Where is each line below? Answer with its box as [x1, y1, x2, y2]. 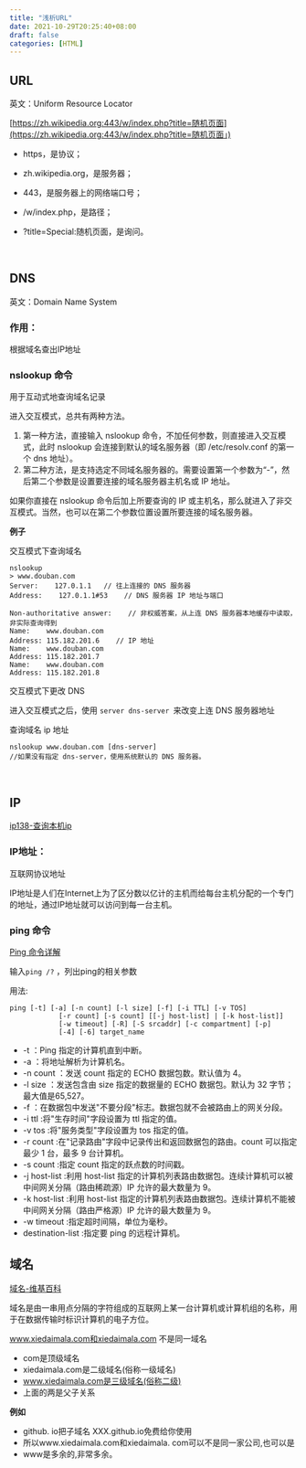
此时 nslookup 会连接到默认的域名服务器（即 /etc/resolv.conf [38, 441, 269, 452]
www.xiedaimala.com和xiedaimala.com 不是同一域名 [9, 1333, 207, 1344]
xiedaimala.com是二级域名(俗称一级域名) [22, 1364, 176, 1375]
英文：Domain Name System [9, 296, 118, 307]
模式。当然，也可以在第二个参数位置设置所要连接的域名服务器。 [16, 506, 258, 517]
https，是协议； [22, 148, 83, 160]
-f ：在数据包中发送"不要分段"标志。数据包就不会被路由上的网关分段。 [22, 1101, 288, 1112]
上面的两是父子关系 [22, 1387, 96, 1398]
